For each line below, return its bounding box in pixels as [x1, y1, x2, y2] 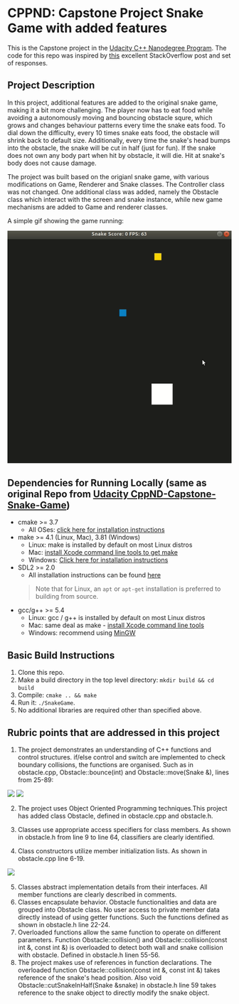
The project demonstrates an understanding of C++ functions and [17, 745, 212, 754]
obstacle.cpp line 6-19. [17, 855, 85, 863]
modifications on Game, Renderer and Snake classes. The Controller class [7, 180, 225, 188]
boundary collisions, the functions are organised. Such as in [17, 761, 194, 769]
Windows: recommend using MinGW [28, 629, 137, 637]
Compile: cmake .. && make [17, 691, 97, 700]
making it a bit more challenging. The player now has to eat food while [7, 105, 213, 114]
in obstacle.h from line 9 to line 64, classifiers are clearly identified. [17, 833, 215, 842]
